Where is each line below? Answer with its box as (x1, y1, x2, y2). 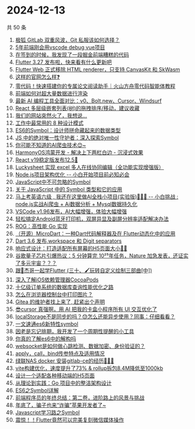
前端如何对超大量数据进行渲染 (15, 90, 88, 97)
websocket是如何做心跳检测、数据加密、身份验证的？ (15, 342, 146, 349)
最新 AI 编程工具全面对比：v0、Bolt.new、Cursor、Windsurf (15, 97, 162, 104)
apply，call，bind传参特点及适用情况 (15, 349, 105, 357)
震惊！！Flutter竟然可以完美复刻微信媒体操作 (15, 416, 124, 423)
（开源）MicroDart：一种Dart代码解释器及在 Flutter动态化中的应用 (15, 230, 176, 237)
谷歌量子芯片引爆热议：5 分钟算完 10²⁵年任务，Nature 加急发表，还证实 (15, 252, 189, 259)
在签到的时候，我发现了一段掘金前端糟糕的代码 (15, 51, 129, 58)
